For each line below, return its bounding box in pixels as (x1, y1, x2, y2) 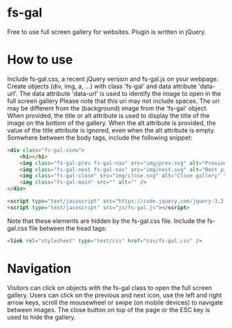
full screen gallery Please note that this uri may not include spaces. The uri (7, 97, 220, 105)
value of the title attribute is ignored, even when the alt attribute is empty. (7, 126, 216, 134)
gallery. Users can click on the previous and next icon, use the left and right (7, 291, 222, 299)
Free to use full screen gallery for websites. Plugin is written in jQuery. (7, 28, 206, 36)
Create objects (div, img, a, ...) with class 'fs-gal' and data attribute (7, 81, 197, 90)
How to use (7, 52, 73, 68)
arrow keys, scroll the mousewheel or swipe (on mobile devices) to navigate (7, 298, 224, 307)
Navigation (7, 260, 71, 276)
